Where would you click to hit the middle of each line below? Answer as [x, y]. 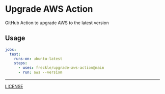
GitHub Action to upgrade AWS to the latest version [57, 23]
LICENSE [14, 86]
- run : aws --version [40, 72]
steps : [21, 63]
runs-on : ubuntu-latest [38, 59]
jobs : [11, 49]
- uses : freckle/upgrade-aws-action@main [61, 68]
